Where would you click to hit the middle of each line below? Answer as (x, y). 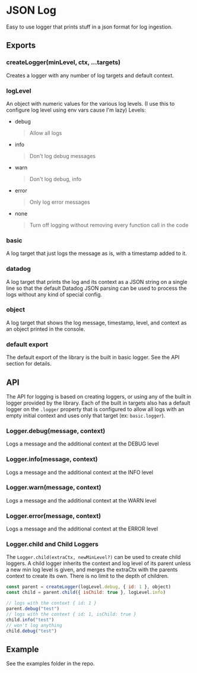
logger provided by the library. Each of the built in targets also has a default (99, 403)
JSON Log (31, 10)
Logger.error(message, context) (54, 516)
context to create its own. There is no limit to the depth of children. (88, 576)
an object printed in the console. (46, 329)
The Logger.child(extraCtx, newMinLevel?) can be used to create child (93, 557)
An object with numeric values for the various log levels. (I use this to (90, 103)
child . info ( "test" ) (30, 620)
